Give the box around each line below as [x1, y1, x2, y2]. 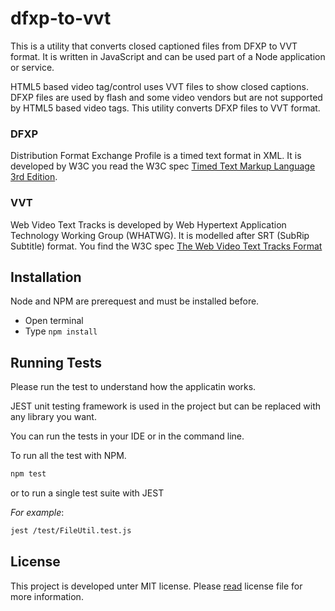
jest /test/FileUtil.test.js [10, 526, 132, 536]
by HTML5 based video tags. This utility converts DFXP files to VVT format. [10, 102, 321, 114]
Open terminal [24, 315, 84, 327]
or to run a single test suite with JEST [10, 487, 165, 499]
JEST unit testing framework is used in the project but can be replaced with [10, 400, 322, 412]
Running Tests [10, 354, 102, 371]
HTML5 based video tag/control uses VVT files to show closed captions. [10, 80, 309, 92]
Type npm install [24, 325, 98, 337]
